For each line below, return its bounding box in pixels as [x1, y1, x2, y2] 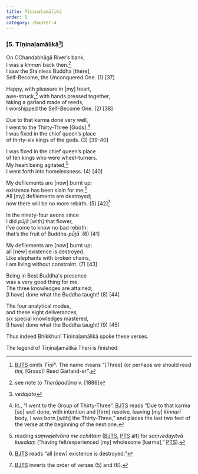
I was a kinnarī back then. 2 [6, 60, 72, 68]
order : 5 [6, 14, 28, 20]
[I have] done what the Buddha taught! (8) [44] [6, 291, 120, 298]
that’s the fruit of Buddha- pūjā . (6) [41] [6, 230, 100, 237]
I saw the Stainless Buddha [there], [6, 67, 91, 75]
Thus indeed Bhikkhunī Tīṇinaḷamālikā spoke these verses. [6, 333, 149, 340]
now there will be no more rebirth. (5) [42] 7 [6, 199, 111, 207]
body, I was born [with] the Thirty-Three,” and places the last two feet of [14, 415, 190, 422]
